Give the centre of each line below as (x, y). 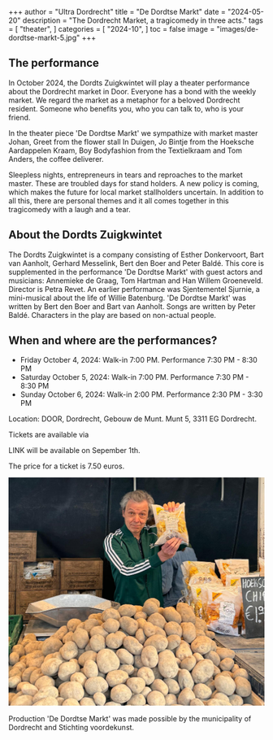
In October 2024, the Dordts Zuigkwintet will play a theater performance (129, 83)
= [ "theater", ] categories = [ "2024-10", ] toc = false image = (112, 29)
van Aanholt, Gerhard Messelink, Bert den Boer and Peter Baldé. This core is (136, 263)
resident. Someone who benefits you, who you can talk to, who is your (126, 108)
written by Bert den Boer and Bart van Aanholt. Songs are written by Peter (132, 306)
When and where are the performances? (113, 341)
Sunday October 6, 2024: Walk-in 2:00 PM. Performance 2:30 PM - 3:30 (141, 394)
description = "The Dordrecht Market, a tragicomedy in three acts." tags (143, 20)
